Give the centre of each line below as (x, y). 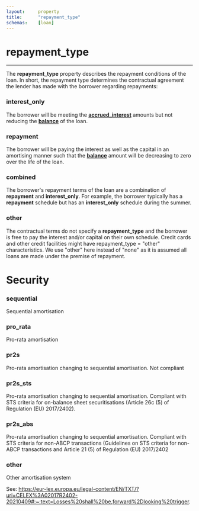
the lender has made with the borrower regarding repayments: (82, 86)
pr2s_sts (19, 383)
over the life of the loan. (35, 162)
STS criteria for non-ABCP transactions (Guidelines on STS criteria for (91, 443)
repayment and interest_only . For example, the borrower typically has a (94, 197)
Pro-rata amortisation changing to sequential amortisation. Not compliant (95, 368)
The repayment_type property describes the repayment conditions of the (96, 74)
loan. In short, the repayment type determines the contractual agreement (95, 80)
